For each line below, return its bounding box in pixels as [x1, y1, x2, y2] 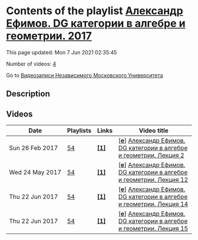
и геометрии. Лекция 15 [118, 225, 189, 233]
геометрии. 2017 [6, 30, 93, 43]
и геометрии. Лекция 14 [118, 200, 189, 208]
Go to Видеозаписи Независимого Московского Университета [6, 72, 163, 79]
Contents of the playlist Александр [6, 4, 184, 18]
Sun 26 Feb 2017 [9, 144, 58, 152]
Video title [138, 127, 169, 135]
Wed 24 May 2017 [9, 168, 62, 177]
